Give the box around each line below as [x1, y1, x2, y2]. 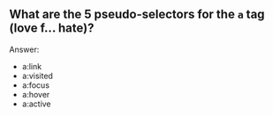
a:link [21, 61, 42, 71]
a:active [21, 98, 51, 109]
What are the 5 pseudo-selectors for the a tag [9, 7, 265, 22]
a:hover [21, 89, 50, 99]
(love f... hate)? [9, 21, 95, 36]
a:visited [21, 70, 53, 81]
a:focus [21, 79, 50, 91]
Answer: [9, 44, 40, 54]
